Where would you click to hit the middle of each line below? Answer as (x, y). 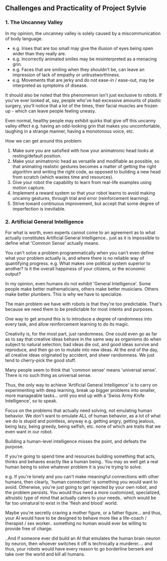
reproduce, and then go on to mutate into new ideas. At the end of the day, (82, 350)
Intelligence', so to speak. (31, 400)
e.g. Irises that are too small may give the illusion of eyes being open (83, 48)
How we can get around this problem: (44, 141)
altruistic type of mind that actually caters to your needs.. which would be (81, 498)
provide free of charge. (29, 529)
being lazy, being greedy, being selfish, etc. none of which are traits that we (83, 426)
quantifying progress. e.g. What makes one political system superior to (78, 263)
